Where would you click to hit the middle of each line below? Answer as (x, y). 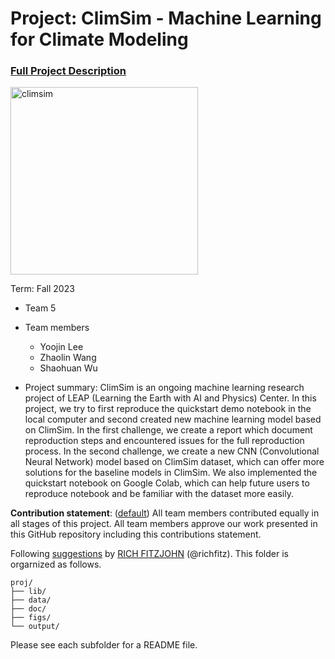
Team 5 (40, 308)
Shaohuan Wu (68, 368)
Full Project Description (68, 71)
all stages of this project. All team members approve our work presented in (164, 524)
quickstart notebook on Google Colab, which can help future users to (167, 483)
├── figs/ (31, 618)
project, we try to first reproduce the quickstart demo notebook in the (168, 409)
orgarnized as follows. (56, 564)
